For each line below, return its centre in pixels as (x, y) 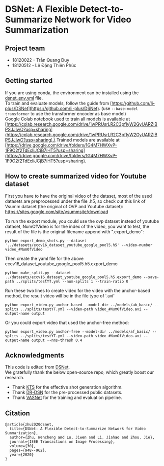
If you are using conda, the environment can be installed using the (72, 93)
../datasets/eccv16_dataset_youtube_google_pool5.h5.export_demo (73, 277)
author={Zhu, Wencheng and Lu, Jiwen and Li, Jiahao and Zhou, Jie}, (82, 437)
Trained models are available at (88, 140)
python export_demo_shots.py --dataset (46, 241)
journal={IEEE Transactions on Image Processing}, (62, 442)
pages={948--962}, (28, 450)
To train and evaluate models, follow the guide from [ (58, 103)
